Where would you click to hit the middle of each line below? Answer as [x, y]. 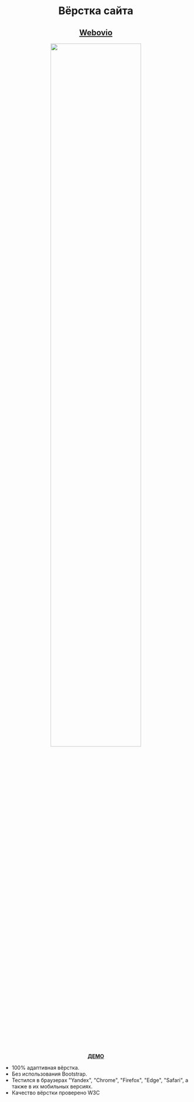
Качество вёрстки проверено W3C [56, 1093]
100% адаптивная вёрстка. [45, 1068]
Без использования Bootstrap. [49, 1074]
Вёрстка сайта [96, 11]
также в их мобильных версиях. [52, 1086]
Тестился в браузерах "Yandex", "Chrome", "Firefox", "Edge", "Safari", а [100, 1080]
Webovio [96, 33]
